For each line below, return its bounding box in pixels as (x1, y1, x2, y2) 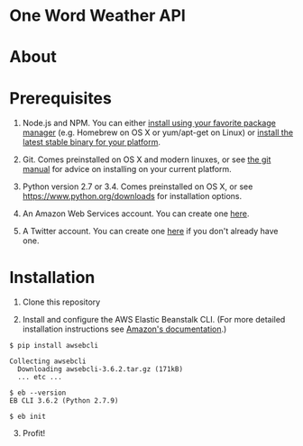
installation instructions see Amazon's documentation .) (22, 323, 227, 334)
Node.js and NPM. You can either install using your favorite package (22, 118, 277, 129)
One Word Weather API (9, 5, 187, 26)
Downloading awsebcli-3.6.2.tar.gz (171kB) (17, 365, 183, 374)
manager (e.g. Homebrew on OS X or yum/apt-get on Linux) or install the (22, 127, 294, 138)
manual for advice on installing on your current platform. (22, 164, 232, 175)
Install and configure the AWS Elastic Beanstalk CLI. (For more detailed (22, 314, 286, 325)
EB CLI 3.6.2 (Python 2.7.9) (9, 396, 119, 405)
